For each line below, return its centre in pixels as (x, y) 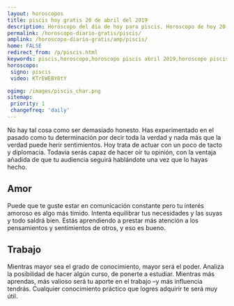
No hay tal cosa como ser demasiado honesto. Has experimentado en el (111, 130)
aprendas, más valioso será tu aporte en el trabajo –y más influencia (105, 281)
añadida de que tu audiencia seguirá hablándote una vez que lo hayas (108, 159)
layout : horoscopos (36, 14)
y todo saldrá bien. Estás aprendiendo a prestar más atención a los (103, 220)
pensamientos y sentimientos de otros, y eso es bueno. (86, 227)
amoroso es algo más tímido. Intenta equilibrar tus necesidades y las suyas (115, 213)
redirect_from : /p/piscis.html (53, 53)
